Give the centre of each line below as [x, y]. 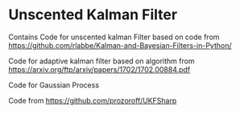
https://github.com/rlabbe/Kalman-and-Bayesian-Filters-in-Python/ [120, 45]
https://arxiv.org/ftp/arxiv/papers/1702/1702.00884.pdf [99, 69]
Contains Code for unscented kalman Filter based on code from [114, 37]
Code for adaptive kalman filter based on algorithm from [101, 61]
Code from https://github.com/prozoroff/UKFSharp [93, 100]
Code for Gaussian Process [54, 85]
